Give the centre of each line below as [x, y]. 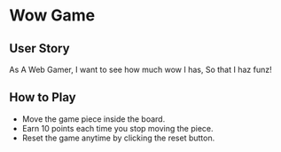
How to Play [43, 97]
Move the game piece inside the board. [94, 119]
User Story [39, 48]
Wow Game [52, 16]
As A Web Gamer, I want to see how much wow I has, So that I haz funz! [140, 69]
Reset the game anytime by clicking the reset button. [118, 138]
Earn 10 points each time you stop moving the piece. [117, 128]
